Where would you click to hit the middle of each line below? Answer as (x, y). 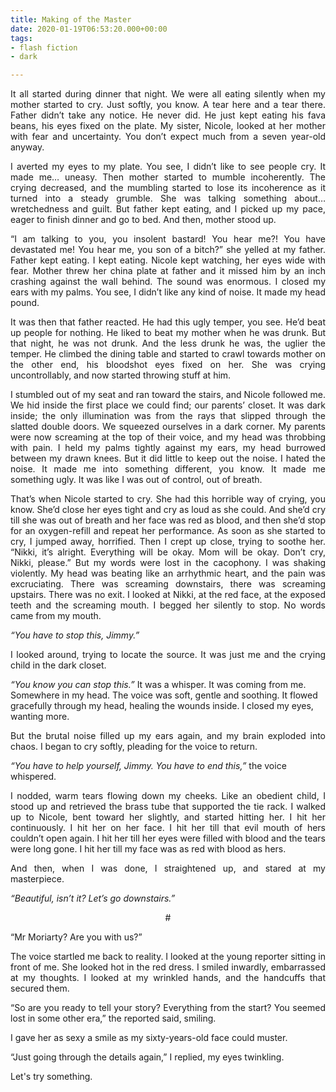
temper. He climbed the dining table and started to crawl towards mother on (168, 354)
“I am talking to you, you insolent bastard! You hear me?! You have (168, 239)
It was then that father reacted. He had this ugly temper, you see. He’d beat (168, 322)
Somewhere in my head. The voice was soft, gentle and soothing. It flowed (164, 695)
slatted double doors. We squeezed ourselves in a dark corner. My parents (168, 427)
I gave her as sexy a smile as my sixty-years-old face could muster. (149, 1038)
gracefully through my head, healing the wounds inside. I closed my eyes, (162, 706)
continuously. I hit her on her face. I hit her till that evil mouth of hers (168, 828)
